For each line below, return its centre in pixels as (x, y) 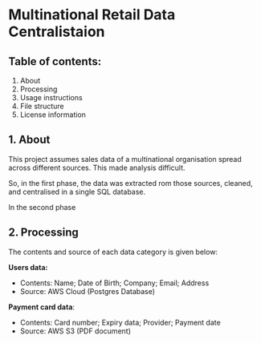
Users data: (28, 267)
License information (53, 115)
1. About (29, 140)
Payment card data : (41, 307)
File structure (42, 106)
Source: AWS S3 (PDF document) (75, 331)
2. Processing (43, 233)
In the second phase (42, 207)
